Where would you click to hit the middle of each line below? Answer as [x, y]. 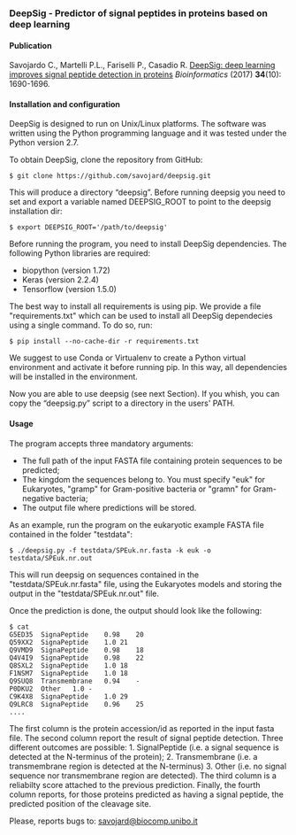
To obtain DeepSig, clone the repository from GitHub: [106, 160]
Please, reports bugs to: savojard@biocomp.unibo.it [103, 821]
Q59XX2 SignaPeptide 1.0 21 [68, 642]
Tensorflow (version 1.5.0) [69, 290]
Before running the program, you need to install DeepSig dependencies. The [148, 244]
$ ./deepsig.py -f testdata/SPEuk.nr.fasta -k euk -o [110, 550]
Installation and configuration [65, 104]
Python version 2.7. [44, 143]
